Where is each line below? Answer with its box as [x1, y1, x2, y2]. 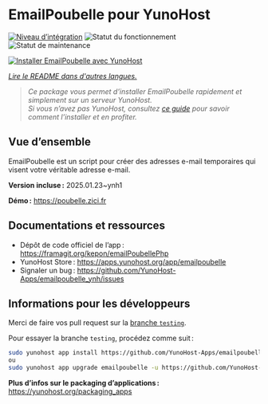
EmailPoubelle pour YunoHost [8, 6, 211, 24]
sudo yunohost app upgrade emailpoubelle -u [8, 364, 159, 372]
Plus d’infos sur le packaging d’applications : [8, 379, 160, 387]
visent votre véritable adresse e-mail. [8, 165, 131, 175]
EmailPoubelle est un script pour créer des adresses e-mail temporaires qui [8, 156, 256, 166]
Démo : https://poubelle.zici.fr [8, 195, 107, 205]
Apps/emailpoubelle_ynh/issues [19, 273, 124, 284]
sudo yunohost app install [8, 349, 98, 357]
